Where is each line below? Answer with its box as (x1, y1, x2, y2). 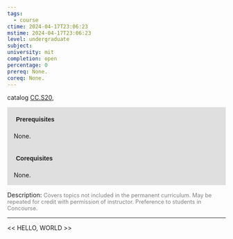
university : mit (7, 49, 54, 56)
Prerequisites (16, 116, 55, 123)
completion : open (7, 55, 58, 62)
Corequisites (16, 154, 53, 163)
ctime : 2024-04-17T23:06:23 (7, 23, 89, 30)
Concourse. (7, 205, 38, 212)
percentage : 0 (7, 62, 49, 69)
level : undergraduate (7, 36, 70, 43)
